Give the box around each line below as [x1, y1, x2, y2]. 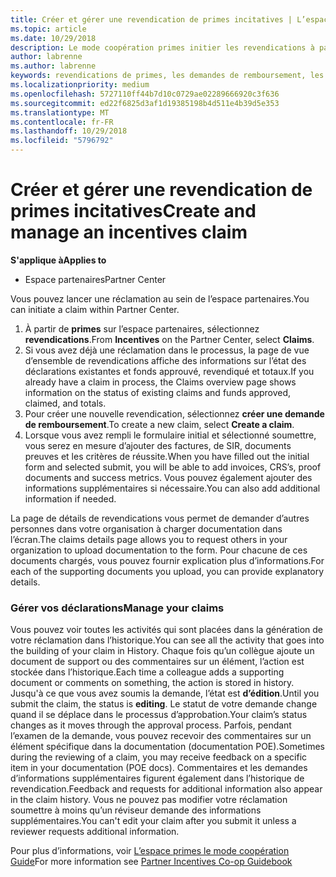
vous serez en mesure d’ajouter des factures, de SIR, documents [24, 439, 292, 451]
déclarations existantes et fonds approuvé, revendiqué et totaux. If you [24, 365, 315, 377]
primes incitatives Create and [10, 200, 257, 223]
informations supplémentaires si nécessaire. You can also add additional [24, 482, 321, 494]
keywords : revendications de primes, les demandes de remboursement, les [10, 71, 325, 81]
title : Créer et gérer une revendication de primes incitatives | [10, 14, 293, 25]
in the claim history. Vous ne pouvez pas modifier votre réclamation [10, 794, 288, 806]
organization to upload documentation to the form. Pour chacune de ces [10, 544, 308, 556]
